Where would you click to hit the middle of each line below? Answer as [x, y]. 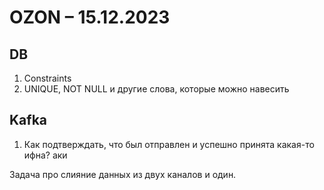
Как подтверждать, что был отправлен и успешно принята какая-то [169, 144]
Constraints [47, 78]
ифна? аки [45, 155]
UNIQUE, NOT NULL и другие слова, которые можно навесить [156, 89]
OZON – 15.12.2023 [90, 17]
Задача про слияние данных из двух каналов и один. [123, 174]
